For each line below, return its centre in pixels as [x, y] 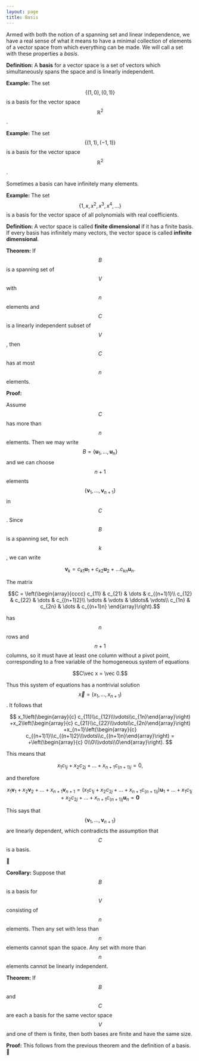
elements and [23, 307]
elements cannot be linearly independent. [57, 966]
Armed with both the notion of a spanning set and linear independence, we [98, 34]
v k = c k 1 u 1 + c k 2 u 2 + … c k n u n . [100, 570]
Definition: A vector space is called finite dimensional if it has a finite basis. [100, 227]
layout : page [22, 12]
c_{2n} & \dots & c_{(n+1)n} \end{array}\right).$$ [100, 606]
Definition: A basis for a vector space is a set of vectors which [83, 65]
